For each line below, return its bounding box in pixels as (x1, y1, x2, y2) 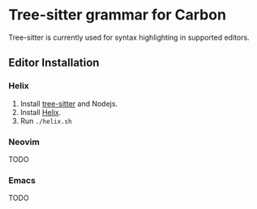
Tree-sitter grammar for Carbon (8, 6, 227, 24)
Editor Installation (8, 56, 100, 70)
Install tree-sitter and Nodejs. (19, 99, 118, 109)
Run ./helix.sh (19, 116, 72, 126)
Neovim (8, 136, 41, 147)
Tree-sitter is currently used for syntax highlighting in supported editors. (8, 32, 250, 42)
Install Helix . (19, 107, 62, 117)
